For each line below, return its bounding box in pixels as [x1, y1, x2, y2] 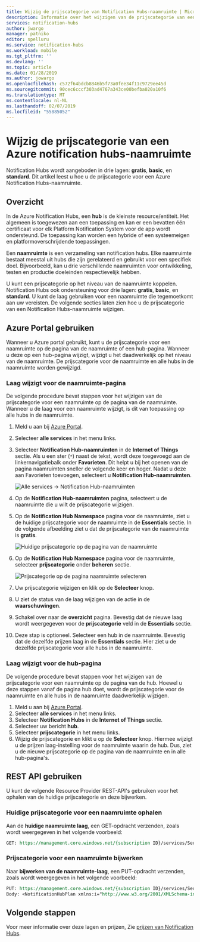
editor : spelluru [6, 36, 49, 42]
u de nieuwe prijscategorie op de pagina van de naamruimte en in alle [14, 747, 186, 755]
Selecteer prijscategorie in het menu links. [14, 729, 120, 736]
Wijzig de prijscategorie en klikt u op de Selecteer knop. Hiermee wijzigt [14, 735, 193, 742]
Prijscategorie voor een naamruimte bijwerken [6, 854, 143, 863]
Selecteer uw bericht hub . [14, 722, 79, 729]
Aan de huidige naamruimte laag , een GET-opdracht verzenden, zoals [6, 822, 180, 829]
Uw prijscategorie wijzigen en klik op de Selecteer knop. [14, 584, 154, 592]
